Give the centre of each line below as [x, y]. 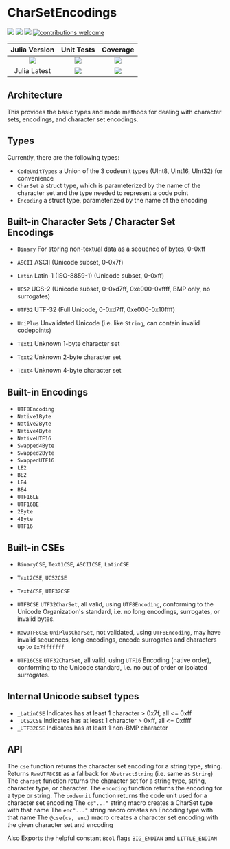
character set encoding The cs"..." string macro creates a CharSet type [110, 802]
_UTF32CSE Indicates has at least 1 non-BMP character [92, 728]
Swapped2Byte [36, 453]
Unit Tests [78, 50]
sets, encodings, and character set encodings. [73, 119]
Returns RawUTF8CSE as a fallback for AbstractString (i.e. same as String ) [110, 773]
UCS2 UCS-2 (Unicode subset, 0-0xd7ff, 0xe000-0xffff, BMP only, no [114, 289]
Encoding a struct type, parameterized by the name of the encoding [112, 200]
